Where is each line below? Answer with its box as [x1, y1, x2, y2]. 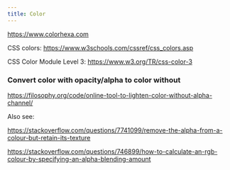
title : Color [7, 10, 46, 18]
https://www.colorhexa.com [7, 30, 89, 38]
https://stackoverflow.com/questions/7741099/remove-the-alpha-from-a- [7, 125, 223, 135]
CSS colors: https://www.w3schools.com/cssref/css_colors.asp [7, 43, 194, 52]
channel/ [7, 98, 33, 107]
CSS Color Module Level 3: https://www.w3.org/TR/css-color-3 [7, 57, 193, 66]
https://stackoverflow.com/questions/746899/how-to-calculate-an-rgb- [7, 147, 218, 156]
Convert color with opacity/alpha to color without [7, 75, 181, 85]
